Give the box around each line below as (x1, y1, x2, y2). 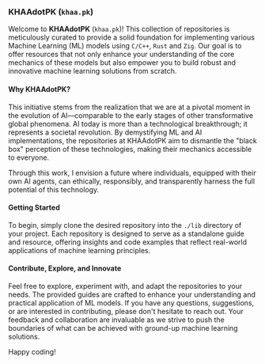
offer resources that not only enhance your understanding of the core (8, 50, 235, 59)
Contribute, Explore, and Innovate (8, 264, 122, 273)
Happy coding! (8, 347, 57, 356)
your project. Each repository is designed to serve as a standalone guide (8, 229, 245, 238)
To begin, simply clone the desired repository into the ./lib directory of (8, 220, 242, 229)
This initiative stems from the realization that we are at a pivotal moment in (8, 102, 251, 112)
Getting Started (8, 203, 61, 212)
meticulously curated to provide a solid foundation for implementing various (8, 32, 256, 42)
